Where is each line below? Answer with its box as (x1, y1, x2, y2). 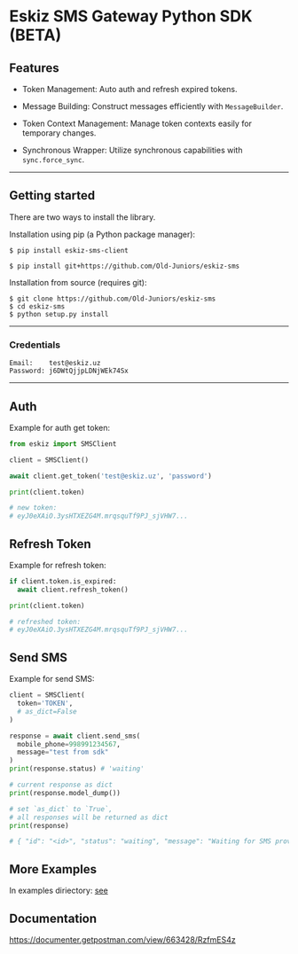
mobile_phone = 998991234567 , (17, 739, 122, 748)
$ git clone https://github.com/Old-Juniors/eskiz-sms (9, 294, 216, 303)
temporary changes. (21, 128, 97, 138)
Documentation (9, 911, 98, 926)
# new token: (9, 504, 58, 512)
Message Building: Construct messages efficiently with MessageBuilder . (21, 101, 284, 112)
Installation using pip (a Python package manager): (9, 229, 196, 239)
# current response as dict (9, 780, 114, 790)
